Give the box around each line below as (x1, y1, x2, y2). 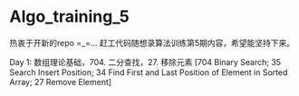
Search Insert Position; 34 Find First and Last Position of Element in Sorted (9, 66, 288, 78)
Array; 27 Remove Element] (9, 76, 111, 87)
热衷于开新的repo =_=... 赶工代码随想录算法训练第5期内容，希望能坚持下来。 (9, 37, 295, 48)
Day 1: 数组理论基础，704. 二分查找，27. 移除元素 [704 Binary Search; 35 (9, 56, 282, 67)
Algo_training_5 (9, 6, 130, 27)
